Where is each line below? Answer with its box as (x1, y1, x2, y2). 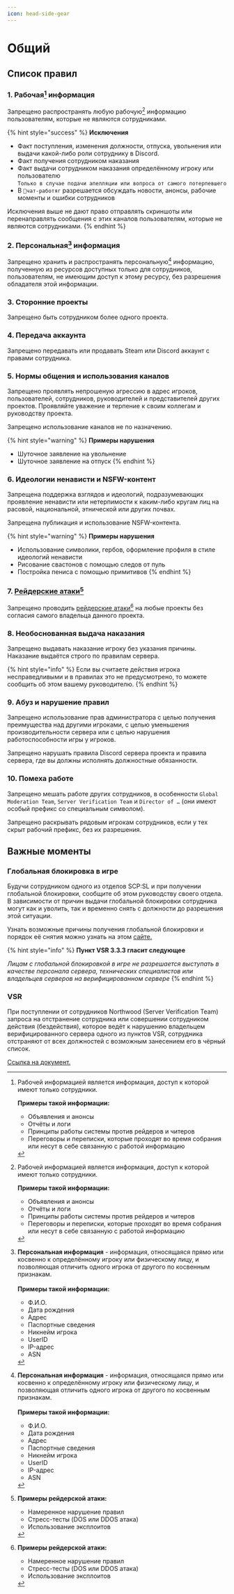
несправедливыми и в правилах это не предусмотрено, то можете (7, 672, 208, 681)
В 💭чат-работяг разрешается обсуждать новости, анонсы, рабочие (17, 186, 217, 194)
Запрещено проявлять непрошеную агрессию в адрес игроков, (7, 387, 198, 395)
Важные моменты (7, 845, 91, 857)
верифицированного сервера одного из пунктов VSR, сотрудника (7, 1030, 203, 1038)
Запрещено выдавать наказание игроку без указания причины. (7, 644, 197, 652)
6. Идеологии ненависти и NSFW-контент (7, 474, 157, 484)
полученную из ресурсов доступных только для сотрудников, (7, 265, 193, 274)
